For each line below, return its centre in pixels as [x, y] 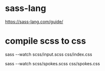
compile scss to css [45, 41]
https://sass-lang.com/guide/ [34, 22]
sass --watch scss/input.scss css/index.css [49, 54]
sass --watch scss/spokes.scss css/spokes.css [52, 63]
